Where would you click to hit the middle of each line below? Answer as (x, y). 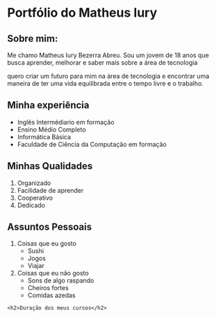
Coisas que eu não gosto (53, 273)
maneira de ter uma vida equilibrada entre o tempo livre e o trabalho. (105, 84)
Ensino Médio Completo (51, 129)
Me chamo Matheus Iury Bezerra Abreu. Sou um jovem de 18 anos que (108, 55)
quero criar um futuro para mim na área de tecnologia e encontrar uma (108, 76)
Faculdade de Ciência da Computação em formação (92, 144)
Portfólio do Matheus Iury (82, 13)
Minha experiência (48, 105)
